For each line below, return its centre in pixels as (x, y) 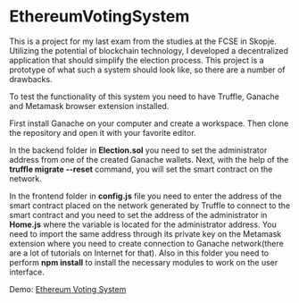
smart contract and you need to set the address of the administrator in (138, 215)
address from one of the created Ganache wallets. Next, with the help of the (149, 159)
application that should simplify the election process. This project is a (137, 60)
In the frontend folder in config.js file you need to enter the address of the (146, 196)
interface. (27, 272)
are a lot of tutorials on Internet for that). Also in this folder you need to (139, 253)
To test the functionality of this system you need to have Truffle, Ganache (144, 97)
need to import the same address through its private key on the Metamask (145, 233)
